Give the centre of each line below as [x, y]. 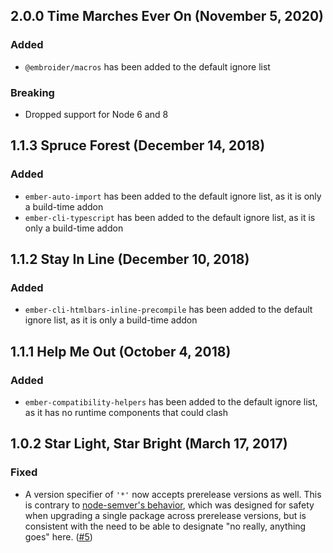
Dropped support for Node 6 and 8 [96, 114]
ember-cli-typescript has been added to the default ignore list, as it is [170, 217]
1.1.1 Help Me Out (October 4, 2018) [121, 351]
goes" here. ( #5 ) [58, 536]
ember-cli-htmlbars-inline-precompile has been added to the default [168, 310]
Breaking [32, 92]
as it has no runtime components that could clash [126, 413]
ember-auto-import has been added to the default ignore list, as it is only [173, 196]
